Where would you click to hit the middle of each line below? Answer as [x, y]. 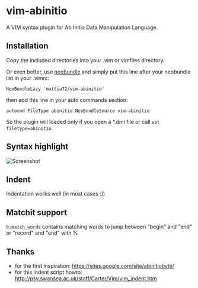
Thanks [20, 252]
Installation [27, 46]
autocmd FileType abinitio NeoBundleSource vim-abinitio [78, 111]
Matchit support [36, 212]
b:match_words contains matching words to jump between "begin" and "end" [99, 227]
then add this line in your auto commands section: [67, 100]
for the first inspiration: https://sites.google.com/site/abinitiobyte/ [95, 266]
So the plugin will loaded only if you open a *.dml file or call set [83, 121]
